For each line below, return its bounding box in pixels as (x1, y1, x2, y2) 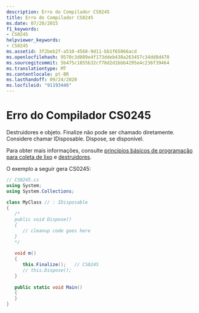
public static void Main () (14, 284, 83, 291)
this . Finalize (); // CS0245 (22, 262, 99, 268)
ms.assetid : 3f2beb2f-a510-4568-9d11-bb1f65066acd (6, 49, 137, 55)
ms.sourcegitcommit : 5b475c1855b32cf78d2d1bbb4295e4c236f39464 (6, 60, 170, 66)
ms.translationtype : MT (6, 65, 67, 72)
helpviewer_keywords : (6, 37, 61, 43)
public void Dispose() (14, 216, 72, 222)
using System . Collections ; (6, 188, 75, 194)
